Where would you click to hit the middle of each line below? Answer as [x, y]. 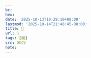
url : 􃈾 [12, 33]
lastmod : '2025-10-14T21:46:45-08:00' [46, 24]
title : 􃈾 [14, 29]
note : [11, 47]
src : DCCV [16, 43]
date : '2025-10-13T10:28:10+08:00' [43, 19]
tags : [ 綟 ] [17, 38]
